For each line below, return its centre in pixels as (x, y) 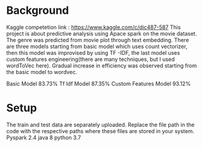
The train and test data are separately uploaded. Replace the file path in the (101, 125)
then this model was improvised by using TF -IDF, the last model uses (93, 52)
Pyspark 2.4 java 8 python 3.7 (44, 137)
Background (38, 11)
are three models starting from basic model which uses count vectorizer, (97, 46)
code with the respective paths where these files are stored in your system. (100, 131)
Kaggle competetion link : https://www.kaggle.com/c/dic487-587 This (94, 27)
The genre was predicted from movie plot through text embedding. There (98, 40)
